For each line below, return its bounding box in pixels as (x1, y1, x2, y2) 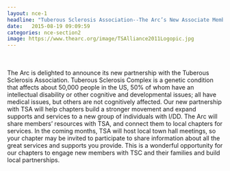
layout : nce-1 (7, 10, 48, 17)
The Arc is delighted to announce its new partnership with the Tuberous (7, 69, 209, 77)
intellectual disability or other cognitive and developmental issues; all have (7, 90, 217, 99)
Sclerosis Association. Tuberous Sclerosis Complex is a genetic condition (7, 76, 214, 84)
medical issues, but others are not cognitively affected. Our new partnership (7, 98, 222, 106)
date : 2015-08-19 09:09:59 (7, 23, 90, 29)
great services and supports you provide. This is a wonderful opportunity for (7, 142, 223, 150)
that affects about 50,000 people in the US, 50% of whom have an (7, 83, 194, 92)
